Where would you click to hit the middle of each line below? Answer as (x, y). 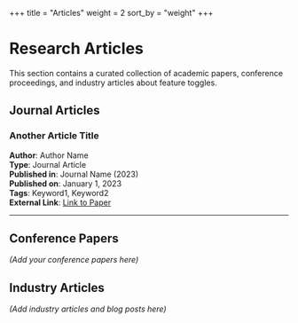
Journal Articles (55, 110)
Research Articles (76, 49)
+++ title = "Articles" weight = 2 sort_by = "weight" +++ (111, 13)
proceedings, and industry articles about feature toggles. (113, 83)
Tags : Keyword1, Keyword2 (59, 193)
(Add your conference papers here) (74, 260)
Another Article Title (54, 136)
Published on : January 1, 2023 (66, 183)
